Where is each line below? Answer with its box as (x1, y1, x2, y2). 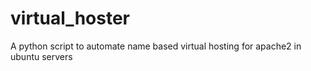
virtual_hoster (10, 7, 130, 30)
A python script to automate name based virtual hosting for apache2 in (10, 40, 302, 52)
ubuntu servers (10, 50, 73, 62)
